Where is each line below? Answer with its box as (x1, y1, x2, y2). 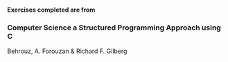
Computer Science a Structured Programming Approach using (7, 23, 222, 32)
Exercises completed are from (7, 6, 96, 14)
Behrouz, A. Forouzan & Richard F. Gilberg (7, 47, 128, 55)
